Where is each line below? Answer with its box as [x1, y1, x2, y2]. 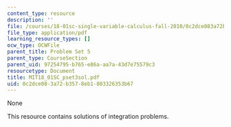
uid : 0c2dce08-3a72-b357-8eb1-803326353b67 [7, 80, 134, 87]
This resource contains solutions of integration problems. [7, 113, 169, 121]
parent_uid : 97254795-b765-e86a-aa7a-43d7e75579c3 [7, 61, 155, 68]
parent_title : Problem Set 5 [7, 49, 91, 56]
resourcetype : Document [7, 67, 76, 74]
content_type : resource [7, 10, 76, 17]
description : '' [7, 16, 54, 23]
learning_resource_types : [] [7, 36, 91, 43]
